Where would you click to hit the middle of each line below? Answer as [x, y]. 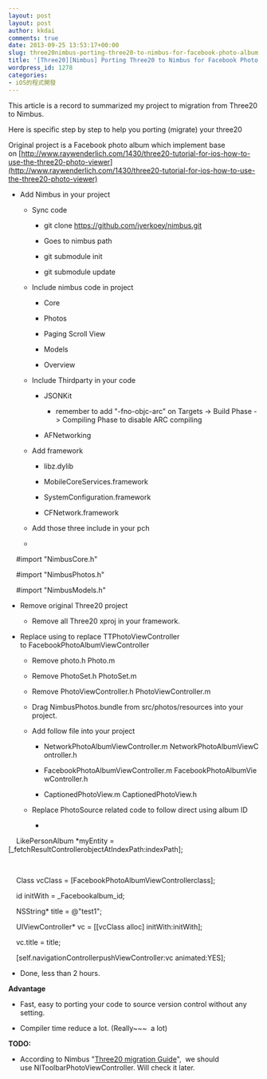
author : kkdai [32, 30]
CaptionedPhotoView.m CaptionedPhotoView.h [120, 794]
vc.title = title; [38, 942]
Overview [59, 364]
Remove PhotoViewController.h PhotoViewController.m [121, 691]
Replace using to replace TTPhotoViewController [100, 636]
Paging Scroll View [75, 333]
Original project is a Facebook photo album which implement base [117, 145]
